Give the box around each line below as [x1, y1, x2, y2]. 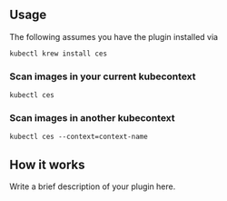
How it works [9, 156, 85, 172]
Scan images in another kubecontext [9, 112, 175, 125]
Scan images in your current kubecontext [9, 70, 197, 83]
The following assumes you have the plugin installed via [9, 31, 219, 42]
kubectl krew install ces [9, 49, 107, 58]
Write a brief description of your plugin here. [9, 181, 176, 192]
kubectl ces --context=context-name [9, 132, 148, 142]
